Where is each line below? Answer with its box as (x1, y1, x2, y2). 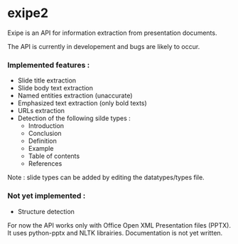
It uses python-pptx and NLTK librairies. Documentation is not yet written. (7, 228, 223, 237)
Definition (28, 137, 57, 145)
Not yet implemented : (7, 191, 86, 201)
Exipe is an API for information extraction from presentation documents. (7, 28, 217, 37)
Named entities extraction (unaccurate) (17, 91, 133, 100)
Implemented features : (7, 60, 90, 70)
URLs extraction (17, 107, 65, 115)
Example (28, 144, 54, 153)
